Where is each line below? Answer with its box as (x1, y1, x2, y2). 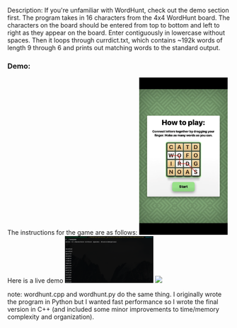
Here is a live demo (7, 276, 64, 285)
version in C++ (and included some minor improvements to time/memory (7, 305, 219, 314)
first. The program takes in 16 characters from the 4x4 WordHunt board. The (7, 13, 230, 22)
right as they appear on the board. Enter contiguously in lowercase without (7, 28, 225, 37)
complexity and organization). (7, 312, 94, 321)
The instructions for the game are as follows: (7, 228, 138, 237)
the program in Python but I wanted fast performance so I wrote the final (7, 298, 219, 306)
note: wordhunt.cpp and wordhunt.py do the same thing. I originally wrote (7, 290, 222, 299)
